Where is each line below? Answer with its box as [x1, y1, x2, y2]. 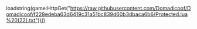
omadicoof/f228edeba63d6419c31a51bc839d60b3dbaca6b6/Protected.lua [6, 11, 188, 18]
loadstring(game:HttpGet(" [6, 5, 70, 11]
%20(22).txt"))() [6, 17, 46, 23]
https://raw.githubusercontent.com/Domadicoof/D [70, 5, 191, 11]
